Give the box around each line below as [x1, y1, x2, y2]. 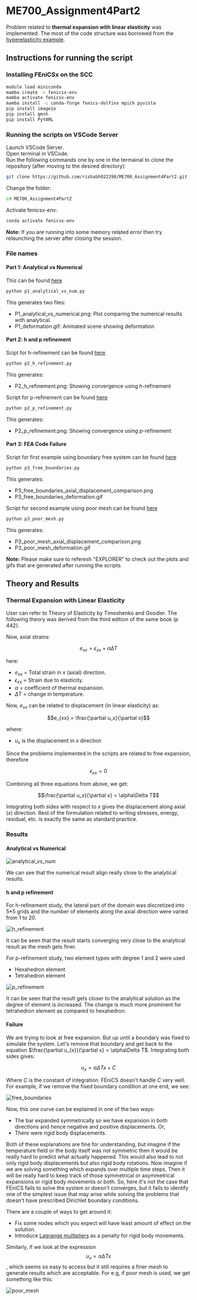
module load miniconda [6, 84, 62, 90]
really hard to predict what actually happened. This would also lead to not [6, 1153, 184, 1160]
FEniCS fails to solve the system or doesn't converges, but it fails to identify [6, 1184, 189, 1191]
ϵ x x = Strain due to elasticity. [14, 676, 84, 685]
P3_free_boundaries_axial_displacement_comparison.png [14, 487, 154, 494]
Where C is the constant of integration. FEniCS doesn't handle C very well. [6, 1076, 186, 1084]
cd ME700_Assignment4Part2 [6, 195, 72, 202]
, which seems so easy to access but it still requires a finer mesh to [6, 1263, 168, 1271]
